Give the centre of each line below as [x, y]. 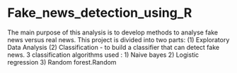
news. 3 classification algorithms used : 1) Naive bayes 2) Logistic [103, 55]
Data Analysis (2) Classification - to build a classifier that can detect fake [114, 47]
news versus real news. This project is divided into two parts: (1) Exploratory [118, 39]
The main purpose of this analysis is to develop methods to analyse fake [112, 32]
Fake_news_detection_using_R [100, 13]
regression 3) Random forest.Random [62, 62]
